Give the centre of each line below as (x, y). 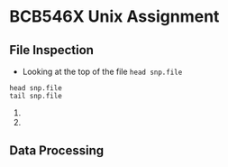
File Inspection (52, 50)
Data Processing (57, 151)
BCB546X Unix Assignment (114, 17)
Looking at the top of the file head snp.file (102, 71)
